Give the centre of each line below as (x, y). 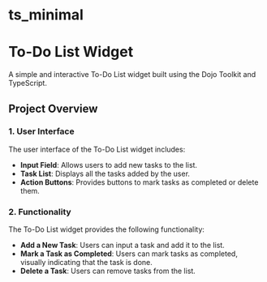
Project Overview (53, 108)
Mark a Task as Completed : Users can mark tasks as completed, (129, 254)
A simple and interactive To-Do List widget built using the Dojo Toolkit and (132, 75)
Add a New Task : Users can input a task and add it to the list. (122, 246)
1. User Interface (41, 131)
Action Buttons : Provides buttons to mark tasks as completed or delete (139, 182)
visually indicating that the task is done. (86, 263)
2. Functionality (40, 211)
